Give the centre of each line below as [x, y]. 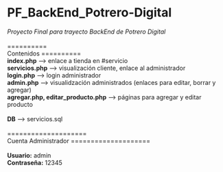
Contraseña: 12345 [35, 162]
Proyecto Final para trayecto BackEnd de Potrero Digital [86, 32]
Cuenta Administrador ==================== [79, 140]
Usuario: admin [29, 155]
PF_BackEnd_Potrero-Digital [90, 13]
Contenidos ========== [44, 53]
